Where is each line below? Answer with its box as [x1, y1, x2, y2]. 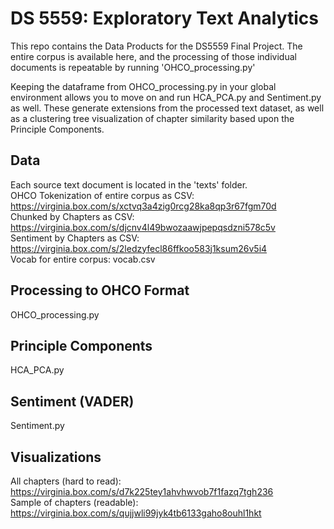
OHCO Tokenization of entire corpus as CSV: [10, 189, 195, 201]
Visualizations [10, 448, 102, 466]
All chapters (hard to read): [10, 475, 122, 487]
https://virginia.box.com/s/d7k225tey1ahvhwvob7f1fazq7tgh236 [10, 486, 274, 497]
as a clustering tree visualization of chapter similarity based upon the [10, 112, 295, 124]
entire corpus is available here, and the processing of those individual [10, 50, 297, 62]
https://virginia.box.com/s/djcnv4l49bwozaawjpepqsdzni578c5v [10, 221, 276, 233]
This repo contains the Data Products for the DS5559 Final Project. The [10, 40, 303, 52]
